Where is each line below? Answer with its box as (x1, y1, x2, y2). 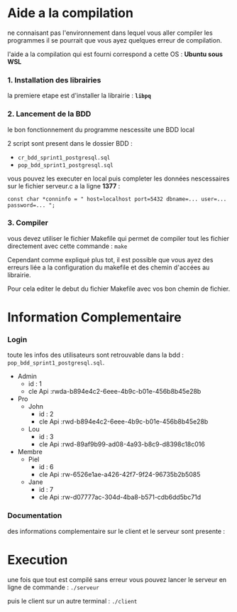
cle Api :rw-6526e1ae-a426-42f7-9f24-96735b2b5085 (38, 471, 201, 479)
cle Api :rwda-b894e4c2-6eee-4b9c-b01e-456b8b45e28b (28, 387, 202, 396)
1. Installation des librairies (7, 75, 101, 85)
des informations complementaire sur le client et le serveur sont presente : (7, 527, 226, 535)
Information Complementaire (7, 309, 182, 326)
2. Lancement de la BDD (7, 109, 92, 119)
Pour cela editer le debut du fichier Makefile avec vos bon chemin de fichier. (7, 284, 231, 293)
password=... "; (7, 201, 55, 209)
